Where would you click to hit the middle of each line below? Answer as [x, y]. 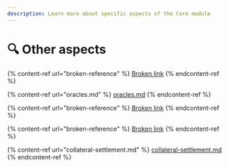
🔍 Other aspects [57, 49]
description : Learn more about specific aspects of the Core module [109, 14]
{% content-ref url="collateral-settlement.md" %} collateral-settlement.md [114, 150]
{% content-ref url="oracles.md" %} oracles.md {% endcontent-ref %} [109, 94]
